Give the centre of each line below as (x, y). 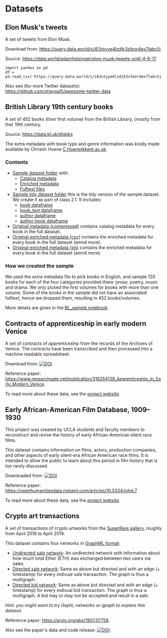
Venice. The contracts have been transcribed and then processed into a (79, 349)
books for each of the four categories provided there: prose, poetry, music (82, 282)
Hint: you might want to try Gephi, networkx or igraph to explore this (75, 605)
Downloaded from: (24, 476)
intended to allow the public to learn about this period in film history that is (82, 461)
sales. (18, 563)
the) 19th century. (23, 124)
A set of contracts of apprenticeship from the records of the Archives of (79, 343)
